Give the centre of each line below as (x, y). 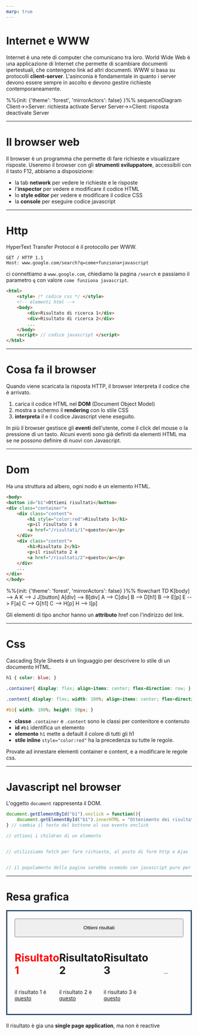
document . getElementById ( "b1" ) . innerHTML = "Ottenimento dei (93, 820)
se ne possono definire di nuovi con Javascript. (64, 440)
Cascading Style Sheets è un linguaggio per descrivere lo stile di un (88, 661)
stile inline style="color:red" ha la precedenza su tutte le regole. (94, 740)
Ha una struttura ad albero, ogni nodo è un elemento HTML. (79, 486)
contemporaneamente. (34, 89)
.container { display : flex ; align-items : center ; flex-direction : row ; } (99, 688)
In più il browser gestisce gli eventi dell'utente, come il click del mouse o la (97, 428)
